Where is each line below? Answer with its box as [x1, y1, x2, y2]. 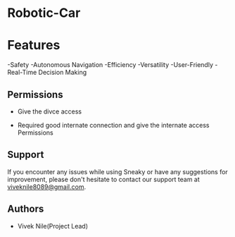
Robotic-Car [7, 5, 81, 21]
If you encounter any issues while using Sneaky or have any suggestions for [7, 167, 229, 176]
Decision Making [38, 68, 87, 77]
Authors [7, 203, 44, 215]
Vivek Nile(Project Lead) [17, 221, 89, 230]
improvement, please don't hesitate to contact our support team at [7, 175, 201, 183]
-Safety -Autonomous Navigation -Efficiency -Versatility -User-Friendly [7, 61, 213, 69]
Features [7, 37, 61, 54]
